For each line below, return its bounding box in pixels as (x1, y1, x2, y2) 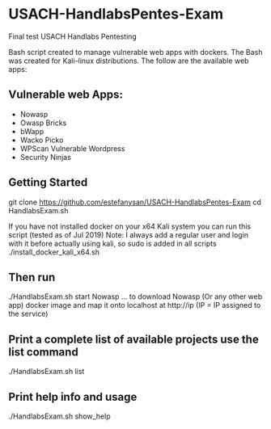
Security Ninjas (19, 152, 71, 162)
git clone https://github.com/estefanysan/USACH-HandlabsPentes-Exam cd (8, 197, 261, 207)
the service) (8, 309, 49, 319)
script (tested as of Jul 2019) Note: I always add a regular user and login (8, 229, 249, 239)
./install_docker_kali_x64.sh (8, 247, 100, 257)
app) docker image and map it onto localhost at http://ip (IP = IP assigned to (8, 301, 261, 310)
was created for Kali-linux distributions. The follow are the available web (8, 56, 249, 65)
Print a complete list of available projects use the (8, 332, 259, 346)
